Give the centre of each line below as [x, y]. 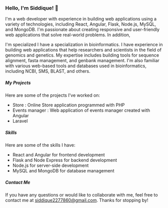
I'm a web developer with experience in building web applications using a [81, 19]
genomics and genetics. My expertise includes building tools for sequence [82, 55]
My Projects [18, 83]
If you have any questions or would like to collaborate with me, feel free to [81, 195]
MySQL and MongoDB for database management [63, 171]
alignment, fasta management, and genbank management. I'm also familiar [82, 61]
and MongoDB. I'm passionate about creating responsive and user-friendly [82, 30]
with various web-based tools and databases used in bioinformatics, [76, 66]
